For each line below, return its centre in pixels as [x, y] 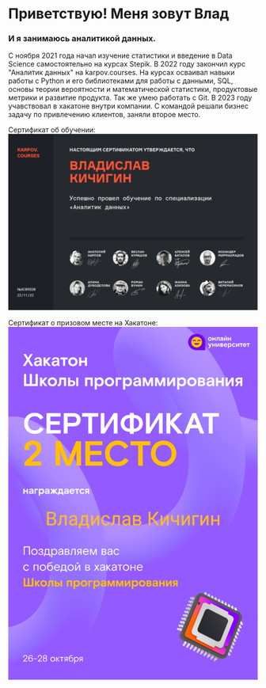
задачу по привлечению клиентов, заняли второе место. [104, 115]
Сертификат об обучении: [52, 130]
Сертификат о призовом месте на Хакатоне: [83, 323]
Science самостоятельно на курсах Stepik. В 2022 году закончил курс [127, 64]
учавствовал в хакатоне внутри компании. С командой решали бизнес [129, 106]
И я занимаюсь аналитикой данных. [82, 39]
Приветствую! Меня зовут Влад [119, 14]
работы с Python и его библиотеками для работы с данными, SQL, [121, 81]
